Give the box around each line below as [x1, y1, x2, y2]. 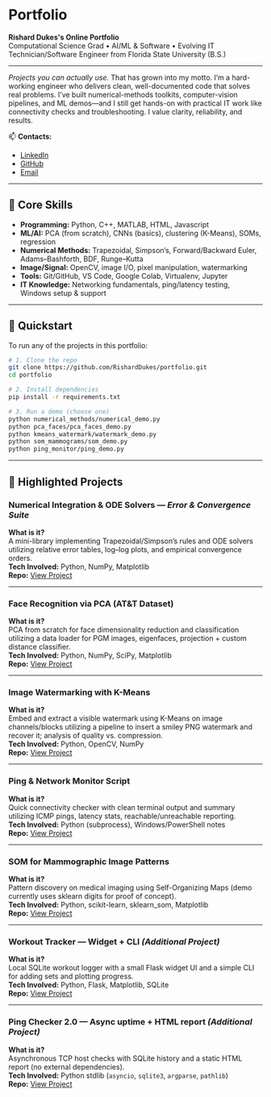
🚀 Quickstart [8, 319, 73, 333]
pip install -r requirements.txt [8, 393, 121, 401]
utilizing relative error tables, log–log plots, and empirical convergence [8, 544, 242, 554]
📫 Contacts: [8, 131, 52, 141]
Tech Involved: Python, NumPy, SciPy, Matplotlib [8, 650, 172, 660]
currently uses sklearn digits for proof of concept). [8, 891, 177, 901]
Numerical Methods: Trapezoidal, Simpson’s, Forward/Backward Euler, [19, 245, 257, 255]
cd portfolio [8, 371, 52, 380]
